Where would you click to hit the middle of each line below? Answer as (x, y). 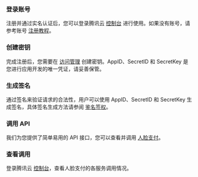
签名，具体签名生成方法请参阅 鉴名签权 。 (61, 107)
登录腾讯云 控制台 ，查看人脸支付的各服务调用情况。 (69, 168)
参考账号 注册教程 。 (30, 31)
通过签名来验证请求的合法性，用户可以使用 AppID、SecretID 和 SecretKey (96, 99)
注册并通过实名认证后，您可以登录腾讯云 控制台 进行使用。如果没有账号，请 (98, 23)
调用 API (18, 123)
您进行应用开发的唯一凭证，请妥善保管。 (55, 68)
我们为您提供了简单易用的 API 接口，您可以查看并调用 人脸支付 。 (85, 137)
